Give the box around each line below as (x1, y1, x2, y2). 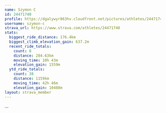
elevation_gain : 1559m (13, 62, 60, 67)
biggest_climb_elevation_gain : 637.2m (9, 39, 90, 44)
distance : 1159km (13, 76, 50, 81)
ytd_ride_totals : (9, 67, 45, 72)
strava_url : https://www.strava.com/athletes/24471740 (4, 26, 120, 31)
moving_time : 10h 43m (13, 58, 58, 63)
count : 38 (13, 72, 34, 76)
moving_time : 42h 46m (13, 80, 58, 85)
